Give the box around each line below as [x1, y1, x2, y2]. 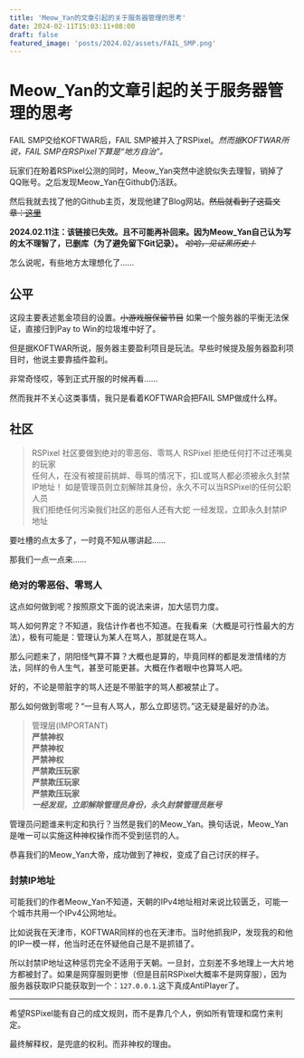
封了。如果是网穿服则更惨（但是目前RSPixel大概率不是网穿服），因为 [33, 969, 288, 980]
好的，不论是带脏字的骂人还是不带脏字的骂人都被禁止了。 [9, 682, 223, 693]
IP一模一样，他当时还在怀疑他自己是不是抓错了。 [16, 938, 199, 949]
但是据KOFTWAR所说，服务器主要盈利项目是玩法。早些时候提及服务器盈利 [9, 343, 287, 354]
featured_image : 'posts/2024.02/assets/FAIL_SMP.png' [9, 38, 217, 48]
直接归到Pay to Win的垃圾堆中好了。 [24, 324, 161, 334]
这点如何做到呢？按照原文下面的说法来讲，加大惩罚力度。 [9, 601, 223, 612]
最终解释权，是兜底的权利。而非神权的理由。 [9, 1039, 176, 1050]
